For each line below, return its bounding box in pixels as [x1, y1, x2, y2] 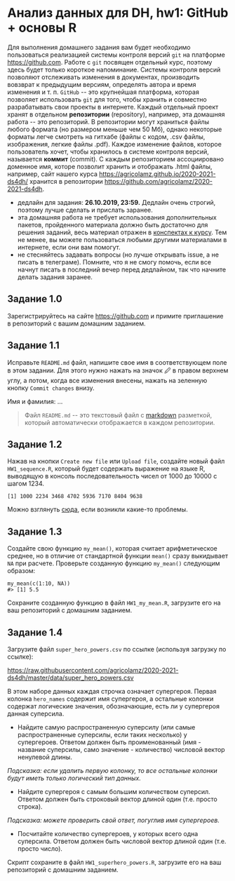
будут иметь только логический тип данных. [7, 774, 142, 782]
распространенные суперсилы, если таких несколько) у [17, 731, 187, 739]
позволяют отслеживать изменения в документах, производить [7, 72, 200, 81]
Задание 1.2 [7, 438, 62, 450]
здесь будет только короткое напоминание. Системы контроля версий [7, 65, 221, 74]
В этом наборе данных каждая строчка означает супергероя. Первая [7, 687, 217, 695]
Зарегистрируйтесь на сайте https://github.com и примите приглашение [7, 311, 224, 320]
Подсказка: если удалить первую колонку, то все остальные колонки [7, 767, 217, 774]
